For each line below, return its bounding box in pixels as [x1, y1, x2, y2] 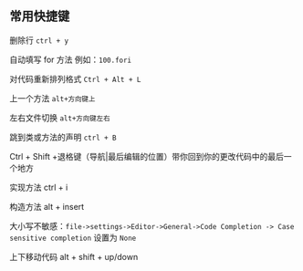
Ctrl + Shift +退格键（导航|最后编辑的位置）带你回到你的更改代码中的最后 [9, 151, 285, 162]
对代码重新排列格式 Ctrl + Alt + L [9, 73, 141, 84]
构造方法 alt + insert [9, 201, 85, 212]
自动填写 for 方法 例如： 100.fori [9, 54, 132, 65]
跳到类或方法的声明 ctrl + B [9, 131, 117, 142]
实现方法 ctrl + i [9, 182, 68, 193]
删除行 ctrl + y [9, 35, 69, 46]
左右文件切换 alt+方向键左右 [9, 112, 111, 123]
